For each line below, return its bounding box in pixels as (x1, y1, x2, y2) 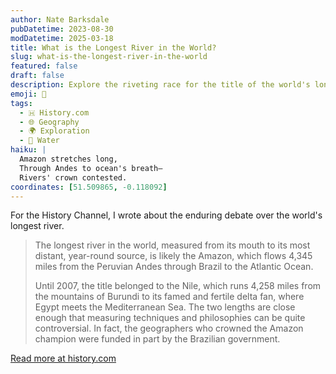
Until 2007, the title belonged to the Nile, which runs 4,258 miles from (34, 280, 322, 292)
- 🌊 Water (19, 136, 60, 146)
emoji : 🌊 (10, 89, 47, 99)
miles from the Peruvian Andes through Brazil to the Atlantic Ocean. (34, 261, 314, 273)
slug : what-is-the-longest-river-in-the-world (10, 52, 208, 62)
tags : (10, 98, 33, 108)
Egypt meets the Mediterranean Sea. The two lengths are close (34, 301, 296, 313)
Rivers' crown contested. (19, 172, 128, 183)
